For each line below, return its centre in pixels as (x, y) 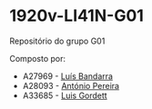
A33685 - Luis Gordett (65, 95)
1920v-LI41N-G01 (76, 16)
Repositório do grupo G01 (57, 41)
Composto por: (38, 58)
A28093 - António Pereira (71, 85)
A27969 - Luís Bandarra (68, 76)
